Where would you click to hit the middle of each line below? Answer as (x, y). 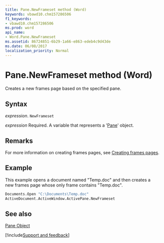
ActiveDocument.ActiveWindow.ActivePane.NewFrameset (60, 199)
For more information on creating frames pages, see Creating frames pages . (82, 153)
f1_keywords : (18, 19)
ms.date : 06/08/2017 (26, 46)
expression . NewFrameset (29, 116)
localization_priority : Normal (37, 51)
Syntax (16, 104)
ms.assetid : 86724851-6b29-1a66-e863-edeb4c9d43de (58, 42)
